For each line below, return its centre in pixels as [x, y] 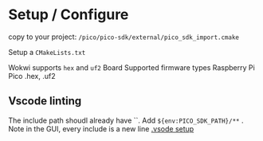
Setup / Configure [69, 15]
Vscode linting [45, 101]
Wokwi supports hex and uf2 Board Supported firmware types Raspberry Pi [131, 67]
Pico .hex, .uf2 [32, 76]
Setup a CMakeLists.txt [47, 52]
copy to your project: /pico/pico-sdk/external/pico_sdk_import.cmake [124, 37]
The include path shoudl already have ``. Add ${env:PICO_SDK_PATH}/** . [126, 120]
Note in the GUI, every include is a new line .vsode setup [101, 128]
